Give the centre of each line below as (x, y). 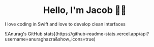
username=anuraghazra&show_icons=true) (50, 39)
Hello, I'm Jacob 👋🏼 (85, 10)
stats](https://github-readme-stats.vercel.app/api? (96, 33)
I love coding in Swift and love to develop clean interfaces (65, 24)
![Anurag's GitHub (24, 33)
